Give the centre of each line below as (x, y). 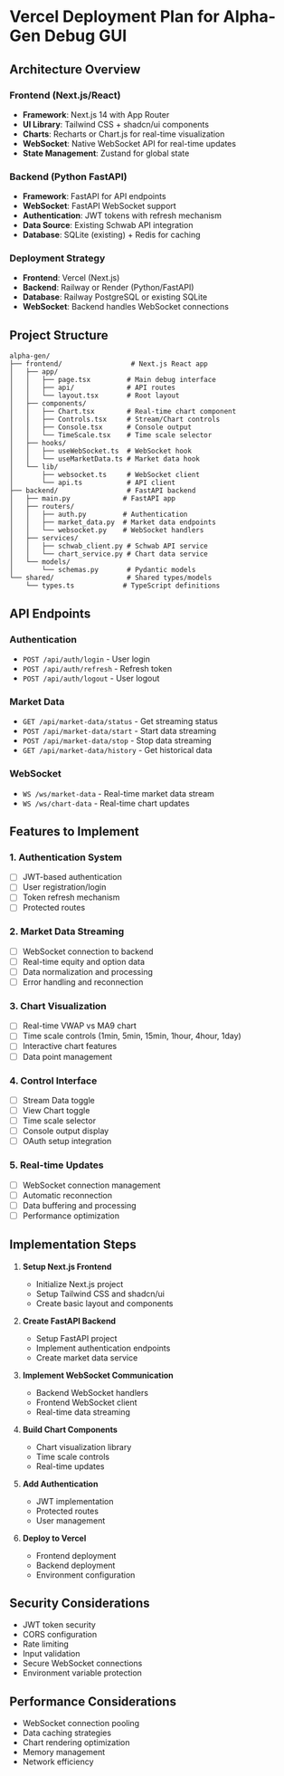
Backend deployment (76, 1565)
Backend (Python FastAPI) (68, 177)
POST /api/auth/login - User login (86, 659)
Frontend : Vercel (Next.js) (71, 278)
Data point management (67, 1056)
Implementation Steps (73, 1245)
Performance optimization (71, 1216)
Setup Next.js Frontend (67, 1266)
